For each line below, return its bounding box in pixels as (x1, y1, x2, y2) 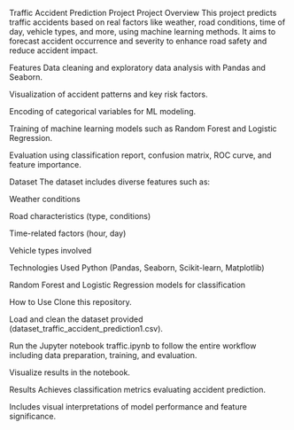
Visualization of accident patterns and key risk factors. (9, 89, 208, 99)
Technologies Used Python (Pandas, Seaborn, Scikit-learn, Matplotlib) (9, 262, 265, 273)
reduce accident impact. (9, 45, 98, 56)
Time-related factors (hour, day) (9, 228, 127, 238)
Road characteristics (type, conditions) (9, 211, 151, 221)
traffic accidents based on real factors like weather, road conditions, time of (9, 17, 286, 27)
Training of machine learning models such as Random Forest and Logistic (9, 123, 277, 134)
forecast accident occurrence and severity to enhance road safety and (9, 35, 267, 46)
